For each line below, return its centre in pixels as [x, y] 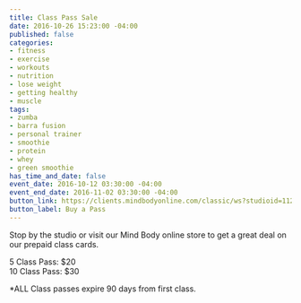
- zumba [24, 117]
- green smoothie [42, 168]
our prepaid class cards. [54, 244]
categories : [31, 43]
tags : [19, 109]
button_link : [34, 201]
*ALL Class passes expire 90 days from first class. [103, 289]
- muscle [26, 101]
